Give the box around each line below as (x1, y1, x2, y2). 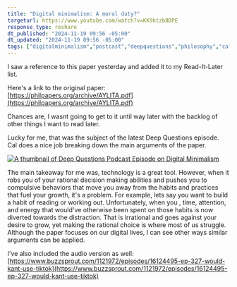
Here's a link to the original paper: (7, 84, 106, 92)
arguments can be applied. (7, 236, 85, 244)
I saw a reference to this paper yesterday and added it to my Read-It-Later (7, 63, 224, 71)
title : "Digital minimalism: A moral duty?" (7, 10, 140, 18)
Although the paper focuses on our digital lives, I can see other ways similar (7, 228, 228, 236)
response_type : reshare (7, 23, 78, 30)
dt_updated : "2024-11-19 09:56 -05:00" (7, 37, 125, 44)
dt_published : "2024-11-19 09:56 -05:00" (7, 30, 131, 37)
